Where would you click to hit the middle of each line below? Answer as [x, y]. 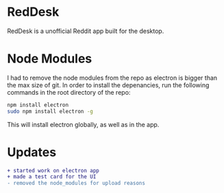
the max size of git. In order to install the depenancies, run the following [108, 85]
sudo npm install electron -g [50, 111]
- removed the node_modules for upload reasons [76, 183]
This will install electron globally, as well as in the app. [83, 124]
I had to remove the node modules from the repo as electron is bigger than [112, 78]
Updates [32, 152]
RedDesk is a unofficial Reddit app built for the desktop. [86, 31]
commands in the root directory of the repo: [69, 92]
